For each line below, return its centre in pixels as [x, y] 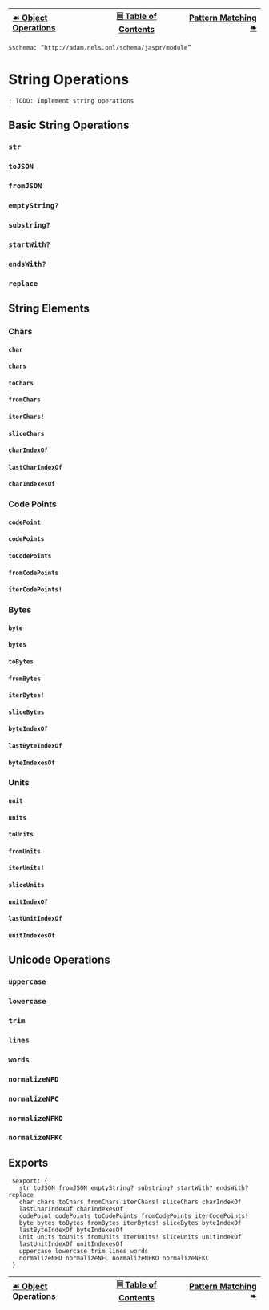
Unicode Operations [59, 960]
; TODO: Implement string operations [71, 101]
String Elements [49, 309]
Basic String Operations [69, 125]
